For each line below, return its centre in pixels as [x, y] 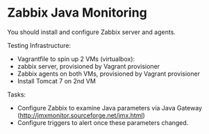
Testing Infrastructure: [39, 45]
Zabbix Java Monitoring [77, 13]
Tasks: [17, 94]
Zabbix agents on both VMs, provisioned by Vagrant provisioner [108, 74]
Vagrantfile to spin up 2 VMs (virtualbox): [76, 59]
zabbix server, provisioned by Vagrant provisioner [89, 66]
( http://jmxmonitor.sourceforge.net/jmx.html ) [81, 115]
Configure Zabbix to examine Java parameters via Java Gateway [110, 108]
